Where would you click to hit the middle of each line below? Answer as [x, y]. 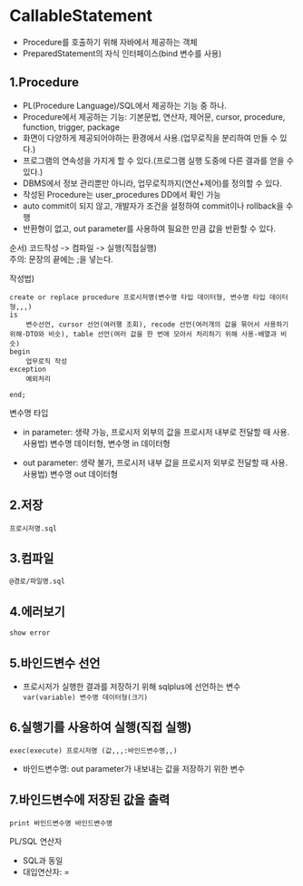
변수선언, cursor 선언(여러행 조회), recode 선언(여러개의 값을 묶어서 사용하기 [157, 324]
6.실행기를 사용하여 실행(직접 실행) [101, 728]
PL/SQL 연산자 [36, 841]
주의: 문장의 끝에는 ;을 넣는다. [61, 258]
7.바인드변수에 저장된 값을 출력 [90, 800]
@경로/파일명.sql [37, 581]
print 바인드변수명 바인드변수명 [61, 823]
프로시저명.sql [33, 528]
